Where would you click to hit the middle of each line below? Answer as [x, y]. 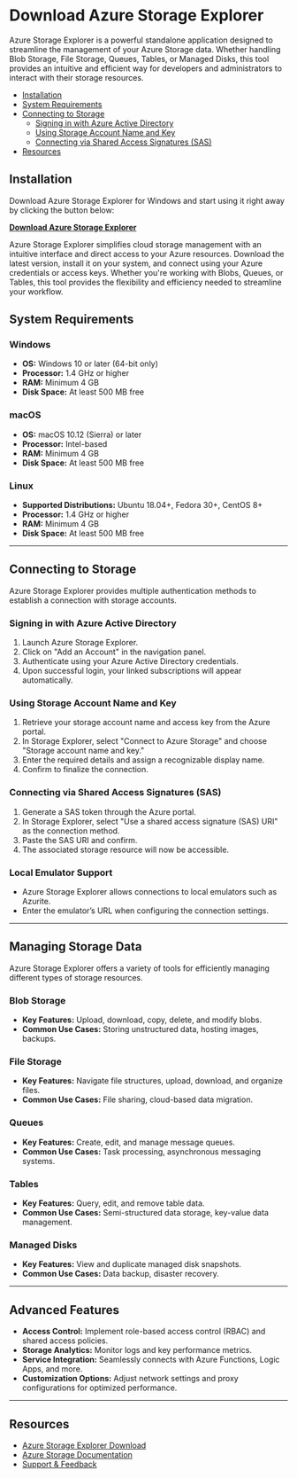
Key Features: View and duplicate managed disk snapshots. [131, 1264]
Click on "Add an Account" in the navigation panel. [114, 652]
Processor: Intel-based [65, 443]
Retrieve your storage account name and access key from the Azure [146, 723]
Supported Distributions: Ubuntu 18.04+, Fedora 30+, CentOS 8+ [142, 505]
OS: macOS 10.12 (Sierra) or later [82, 434]
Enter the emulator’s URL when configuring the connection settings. [145, 911]
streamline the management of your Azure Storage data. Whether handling [145, 49]
